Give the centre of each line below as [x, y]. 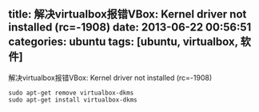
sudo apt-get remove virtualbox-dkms [71, 93]
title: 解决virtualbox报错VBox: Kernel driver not [128, 14]
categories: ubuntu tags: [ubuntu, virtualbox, [123, 42]
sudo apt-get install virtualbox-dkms [73, 100]
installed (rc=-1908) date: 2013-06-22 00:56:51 [130, 28]
